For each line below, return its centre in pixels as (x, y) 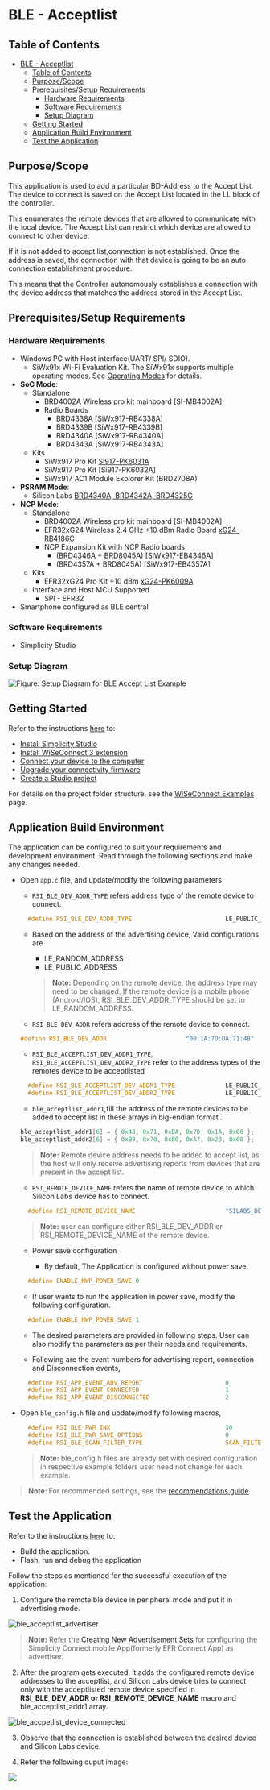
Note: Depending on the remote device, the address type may (155, 982)
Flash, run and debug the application (81, 1560)
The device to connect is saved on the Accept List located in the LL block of (134, 194)
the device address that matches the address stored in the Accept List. (125, 293)
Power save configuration (74, 1250)
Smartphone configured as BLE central (84, 607)
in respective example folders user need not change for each (141, 1466)
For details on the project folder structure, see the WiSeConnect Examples (131, 793)
